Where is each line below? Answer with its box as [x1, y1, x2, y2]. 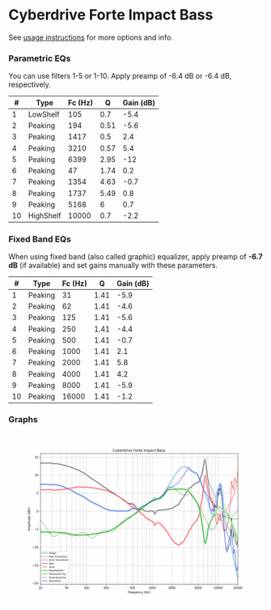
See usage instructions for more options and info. [8, 32, 174, 42]
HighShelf [28, 211, 61, 220]
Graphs [8, 414, 38, 425]
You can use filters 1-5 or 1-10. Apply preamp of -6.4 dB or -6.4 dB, [8, 71, 232, 81]
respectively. [8, 79, 51, 90]
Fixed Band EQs [8, 233, 71, 245]
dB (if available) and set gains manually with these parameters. [8, 261, 218, 271]
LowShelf [28, 109, 60, 119]
